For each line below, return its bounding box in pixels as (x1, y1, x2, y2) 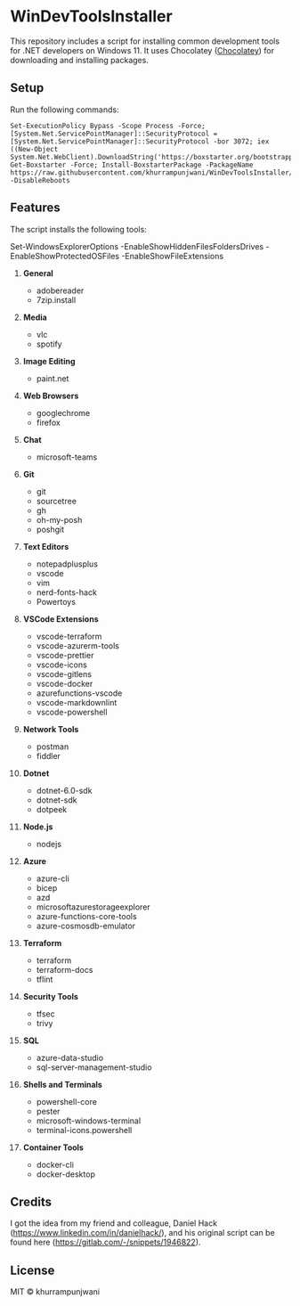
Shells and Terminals (22, 1079, 103, 1090)
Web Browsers (22, 390, 79, 401)
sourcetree (36, 495, 77, 506)
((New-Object (10, 144, 59, 153)
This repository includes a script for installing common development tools (10, 36, 280, 46)
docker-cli (36, 1159, 75, 1170)
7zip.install (36, 294, 77, 305)
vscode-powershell (36, 706, 108, 717)
